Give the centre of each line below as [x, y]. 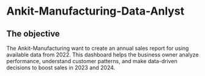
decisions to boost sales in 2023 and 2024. [61, 67]
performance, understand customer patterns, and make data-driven [92, 61]
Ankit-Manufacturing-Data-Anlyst [95, 11]
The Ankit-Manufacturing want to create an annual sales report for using [98, 48]
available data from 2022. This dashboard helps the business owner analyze [102, 55]
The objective [33, 34]
